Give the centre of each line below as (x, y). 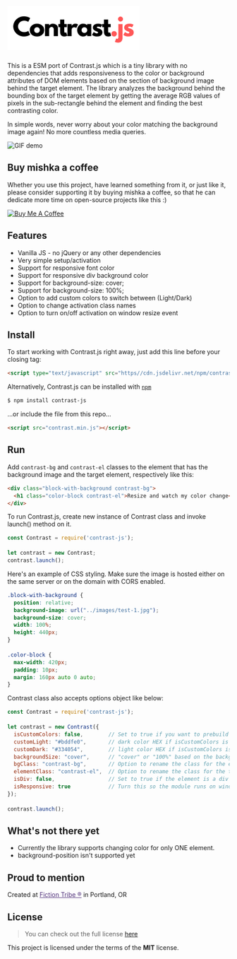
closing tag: (24, 360)
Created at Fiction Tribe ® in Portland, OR (67, 895)
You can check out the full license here (81, 934)
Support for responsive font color (66, 268)
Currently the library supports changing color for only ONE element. (116, 848)
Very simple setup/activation (59, 260)
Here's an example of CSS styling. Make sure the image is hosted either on (116, 574)
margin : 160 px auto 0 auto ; (55, 677)
